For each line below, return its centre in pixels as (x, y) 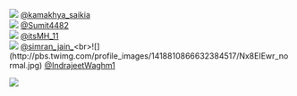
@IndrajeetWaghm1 (80, 65)
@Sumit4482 (45, 25)
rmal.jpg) (26, 65)
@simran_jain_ (47, 46)
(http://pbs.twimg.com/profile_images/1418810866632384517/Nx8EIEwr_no (149, 56)
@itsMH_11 (39, 36)
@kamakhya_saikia (55, 15)
